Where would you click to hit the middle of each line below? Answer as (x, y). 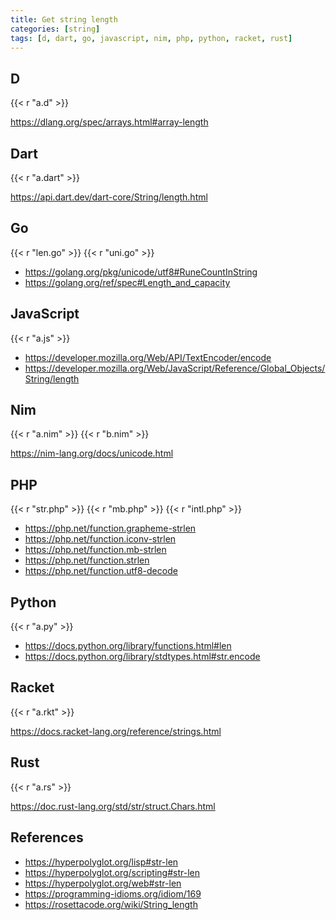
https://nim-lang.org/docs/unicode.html (92, 453)
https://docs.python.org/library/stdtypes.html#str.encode (142, 657)
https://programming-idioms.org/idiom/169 (113, 893)
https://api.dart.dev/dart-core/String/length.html (109, 197)
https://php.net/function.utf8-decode (101, 571)
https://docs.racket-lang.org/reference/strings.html (116, 731)
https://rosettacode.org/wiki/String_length (111, 904)
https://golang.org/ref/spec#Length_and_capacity (127, 282)
